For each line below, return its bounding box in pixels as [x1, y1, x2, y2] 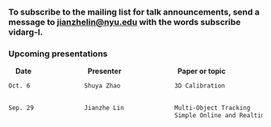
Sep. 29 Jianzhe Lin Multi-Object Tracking [8, 104, 251, 112]
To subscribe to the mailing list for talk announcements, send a [8, 6, 260, 18]
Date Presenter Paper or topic [15, 67, 226, 76]
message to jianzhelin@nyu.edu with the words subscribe [8, 16, 241, 27]
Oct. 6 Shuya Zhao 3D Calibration [8, 82, 226, 90]
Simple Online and [174, 111, 236, 119]
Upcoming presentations [8, 47, 108, 59]
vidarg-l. [8, 27, 44, 38]
